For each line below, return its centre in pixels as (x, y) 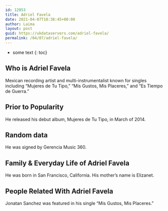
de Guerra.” (17, 91)
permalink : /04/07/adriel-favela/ (41, 38)
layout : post (19, 29)
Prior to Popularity (34, 107)
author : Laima (20, 24)
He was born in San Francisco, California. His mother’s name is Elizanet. (80, 175)
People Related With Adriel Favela (59, 191)
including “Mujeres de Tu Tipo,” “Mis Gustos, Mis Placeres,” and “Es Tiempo (84, 86)
